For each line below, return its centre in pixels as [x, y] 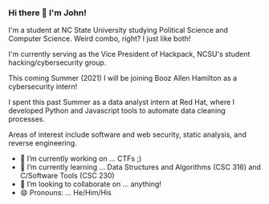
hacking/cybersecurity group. [57, 62]
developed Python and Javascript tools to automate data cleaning [117, 110]
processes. [27, 119]
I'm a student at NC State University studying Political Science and [118, 30]
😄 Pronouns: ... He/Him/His [66, 193]
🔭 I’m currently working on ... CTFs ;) [81, 158]
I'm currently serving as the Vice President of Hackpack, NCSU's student [129, 54]
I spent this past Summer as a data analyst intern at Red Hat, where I [122, 102]
